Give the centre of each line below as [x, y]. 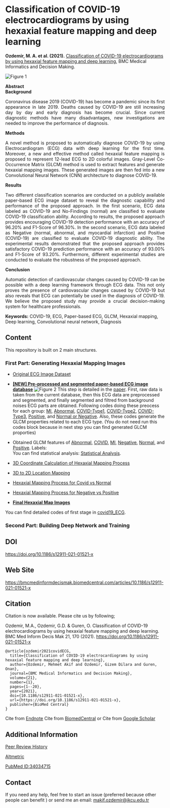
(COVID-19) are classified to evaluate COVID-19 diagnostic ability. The [85, 238]
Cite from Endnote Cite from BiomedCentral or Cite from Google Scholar [80, 719]
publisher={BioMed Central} [39, 705]
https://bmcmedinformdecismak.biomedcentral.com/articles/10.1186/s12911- [84, 582]
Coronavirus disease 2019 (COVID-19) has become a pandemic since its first [85, 101]
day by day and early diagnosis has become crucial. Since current [85, 112]
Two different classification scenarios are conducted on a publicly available [85, 195]
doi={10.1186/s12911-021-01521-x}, [47, 696]
